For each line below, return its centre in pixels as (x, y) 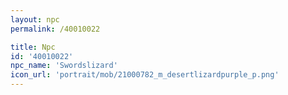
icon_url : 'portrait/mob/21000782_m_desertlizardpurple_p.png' (145, 75)
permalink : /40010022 (55, 29)
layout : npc (35, 19)
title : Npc (33, 47)
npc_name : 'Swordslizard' (64, 66)
